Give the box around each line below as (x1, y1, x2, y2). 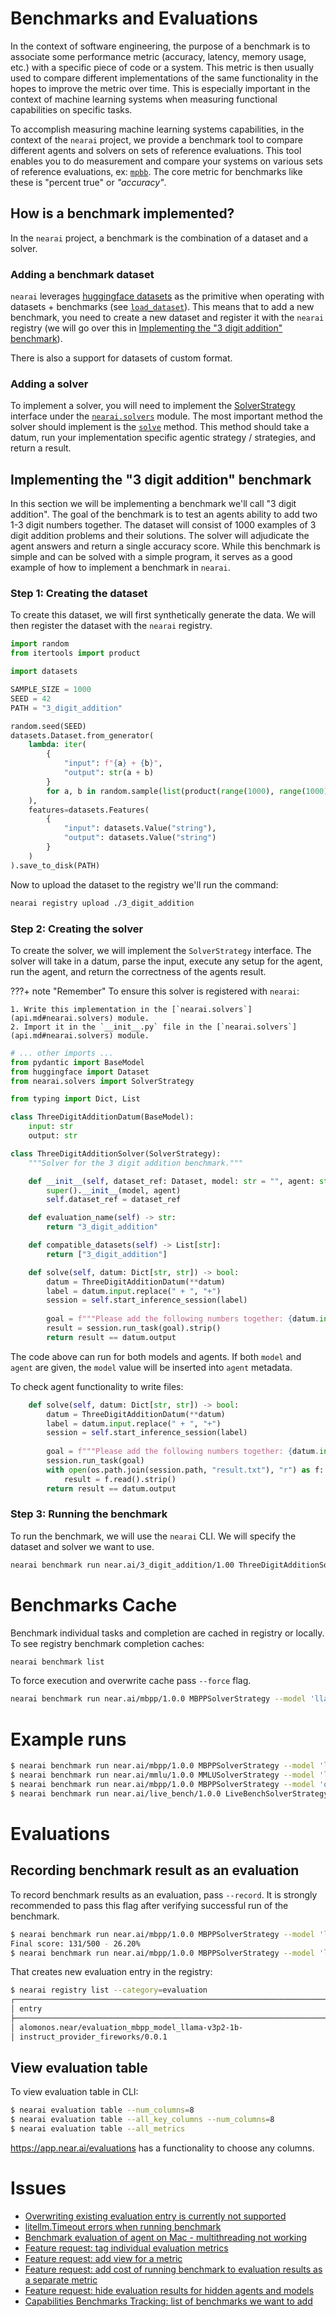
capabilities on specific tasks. (10, 103, 133, 116)
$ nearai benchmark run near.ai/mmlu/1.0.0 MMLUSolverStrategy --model (10, 1770, 315, 1781)
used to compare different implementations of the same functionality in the (10, 72, 319, 84)
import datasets (10, 667, 78, 677)
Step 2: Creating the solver (10, 922, 144, 936)
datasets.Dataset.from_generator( (10, 730, 155, 741)
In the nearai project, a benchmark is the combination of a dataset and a (10, 232, 309, 244)
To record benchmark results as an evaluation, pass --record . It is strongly (10, 1888, 318, 1901)
